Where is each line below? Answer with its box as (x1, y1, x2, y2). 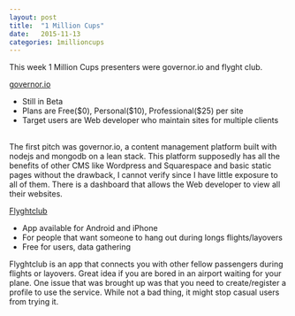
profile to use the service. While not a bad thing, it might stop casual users (9, 287, 280, 297)
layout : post (9, 12, 57, 22)
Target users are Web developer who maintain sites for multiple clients (21, 115, 279, 126)
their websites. (9, 189, 64, 199)
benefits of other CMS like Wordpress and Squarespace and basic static (9, 160, 272, 171)
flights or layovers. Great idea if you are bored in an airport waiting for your (9, 268, 282, 279)
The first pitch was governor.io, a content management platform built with (9, 142, 277, 152)
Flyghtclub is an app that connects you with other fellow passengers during (9, 258, 284, 270)
